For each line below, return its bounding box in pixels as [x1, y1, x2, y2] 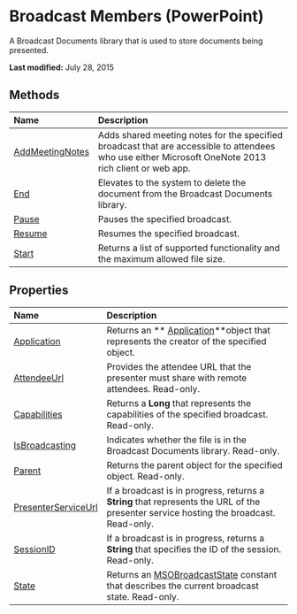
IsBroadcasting [13, 439, 77, 451]
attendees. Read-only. [106, 382, 201, 395]
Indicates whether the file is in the [106, 434, 247, 446]
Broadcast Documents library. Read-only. [106, 444, 280, 457]
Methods [9, 88, 60, 103]
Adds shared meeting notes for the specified [97, 128, 283, 141]
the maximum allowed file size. [97, 252, 225, 265]
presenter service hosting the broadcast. [106, 506, 276, 518]
